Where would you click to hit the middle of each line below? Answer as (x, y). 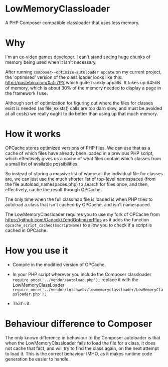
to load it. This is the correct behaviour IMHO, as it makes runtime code (79, 353)
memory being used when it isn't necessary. (51, 62)
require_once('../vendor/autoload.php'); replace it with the (75, 280)
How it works (33, 134)
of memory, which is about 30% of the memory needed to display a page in (83, 88)
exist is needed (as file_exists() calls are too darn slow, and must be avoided (84, 108)
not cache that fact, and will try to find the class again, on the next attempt (82, 348)
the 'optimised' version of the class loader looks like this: (64, 77)
